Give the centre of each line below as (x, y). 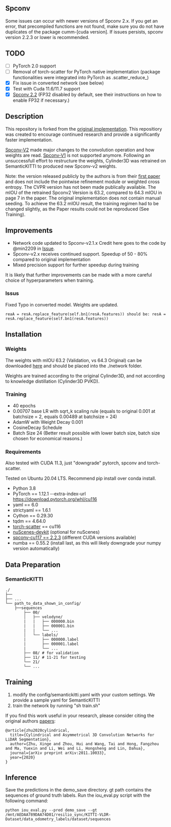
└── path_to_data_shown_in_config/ (43, 603)
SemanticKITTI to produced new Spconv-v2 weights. (61, 166)
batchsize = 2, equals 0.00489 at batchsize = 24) (65, 417)
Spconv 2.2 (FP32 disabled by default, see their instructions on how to (87, 94)
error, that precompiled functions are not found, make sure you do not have (85, 26)
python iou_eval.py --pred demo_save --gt (51, 810)
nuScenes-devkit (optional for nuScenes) (56, 532)
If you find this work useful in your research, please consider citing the (80, 715)
